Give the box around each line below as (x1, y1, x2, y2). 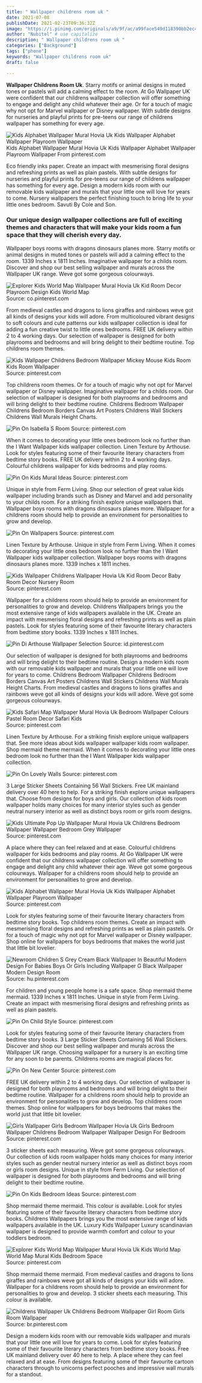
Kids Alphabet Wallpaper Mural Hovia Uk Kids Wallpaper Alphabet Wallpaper (6, 144, 196, 151)
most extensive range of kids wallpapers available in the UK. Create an (6, 609, 182, 616)
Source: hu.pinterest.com (6, 975, 69, 982)
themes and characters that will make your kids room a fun (6, 223, 182, 232)
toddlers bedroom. (6, 1234, 52, 1241)
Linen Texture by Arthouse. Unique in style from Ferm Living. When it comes (6, 541, 195, 548)
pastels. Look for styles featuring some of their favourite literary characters (6, 622, 192, 629)
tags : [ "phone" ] (6, 48, 47, 54)
